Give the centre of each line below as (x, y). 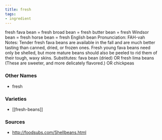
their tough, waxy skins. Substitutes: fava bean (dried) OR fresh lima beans (80, 58)
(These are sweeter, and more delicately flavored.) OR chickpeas (70, 63)
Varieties (16, 99)
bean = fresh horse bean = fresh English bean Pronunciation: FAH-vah (75, 37)
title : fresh (18, 9)
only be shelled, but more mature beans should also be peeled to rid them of (81, 53)
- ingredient (18, 18)
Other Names (21, 76)
